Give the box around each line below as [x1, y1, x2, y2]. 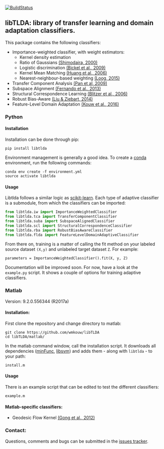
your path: [5, 353, 26, 359]
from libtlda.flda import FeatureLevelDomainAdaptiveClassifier [5, 232, 139, 238]
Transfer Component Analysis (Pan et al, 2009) [12, 80, 108, 86]
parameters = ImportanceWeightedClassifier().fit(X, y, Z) [5, 256, 128, 261]
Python [5, 113, 23, 120]
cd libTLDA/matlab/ [5, 334, 45, 339]
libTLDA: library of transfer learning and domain [5, 19, 154, 27]
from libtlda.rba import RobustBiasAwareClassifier [5, 228, 113, 233]
